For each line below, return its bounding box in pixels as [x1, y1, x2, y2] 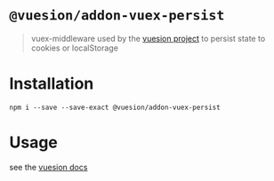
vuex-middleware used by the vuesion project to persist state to [30, 33, 266, 43]
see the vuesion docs [9, 161, 88, 172]
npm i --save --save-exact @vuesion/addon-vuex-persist [9, 103, 221, 112]
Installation [9, 74, 94, 94]
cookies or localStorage [30, 43, 118, 53]
